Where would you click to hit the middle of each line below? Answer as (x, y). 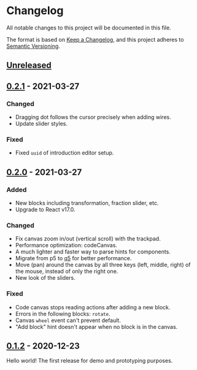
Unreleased (29, 65)
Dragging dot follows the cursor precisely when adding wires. (93, 117)
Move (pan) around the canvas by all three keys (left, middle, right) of (103, 265)
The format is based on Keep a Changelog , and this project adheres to (95, 39)
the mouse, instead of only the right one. (67, 271)
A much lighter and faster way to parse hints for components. (93, 252)
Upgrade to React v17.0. (45, 210)
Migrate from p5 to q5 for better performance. (73, 258)
